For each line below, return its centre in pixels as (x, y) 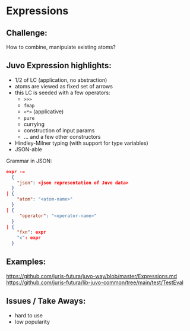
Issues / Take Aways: (46, 301)
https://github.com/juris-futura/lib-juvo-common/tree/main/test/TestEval (95, 282)
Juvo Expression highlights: (59, 66)
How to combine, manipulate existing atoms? (61, 47)
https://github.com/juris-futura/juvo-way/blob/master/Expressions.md (91, 276)
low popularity (32, 322)
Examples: (26, 262)
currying (34, 124)
